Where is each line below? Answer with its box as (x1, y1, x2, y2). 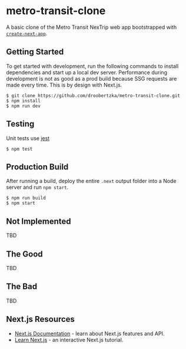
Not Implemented (6, 216, 72, 226)
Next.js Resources (6, 314, 75, 324)
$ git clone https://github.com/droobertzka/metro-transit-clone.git (6, 92, 181, 98)
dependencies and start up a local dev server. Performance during (6, 69, 168, 76)
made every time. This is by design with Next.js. (6, 81, 122, 88)
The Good (6, 249, 43, 259)
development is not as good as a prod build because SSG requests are (6, 75, 177, 82)
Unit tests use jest (6, 134, 50, 142)
